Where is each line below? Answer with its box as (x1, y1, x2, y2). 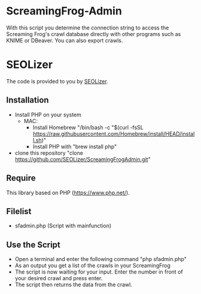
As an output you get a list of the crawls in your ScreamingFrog (14, 262, 170, 269)
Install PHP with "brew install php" (32, 143, 117, 150)
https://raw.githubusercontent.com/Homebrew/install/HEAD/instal (32, 130, 195, 137)
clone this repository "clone (14, 149, 84, 157)
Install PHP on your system (14, 111, 82, 118)
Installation (6, 95, 49, 106)
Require (6, 173, 36, 184)
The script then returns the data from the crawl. (14, 281, 133, 289)
